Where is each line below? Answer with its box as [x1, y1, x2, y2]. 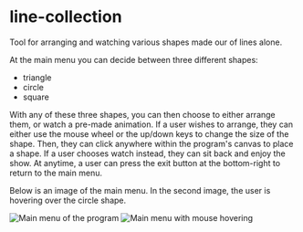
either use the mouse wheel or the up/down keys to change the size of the [9, 128, 289, 139]
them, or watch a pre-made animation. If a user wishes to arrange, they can [9, 119, 294, 130]
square [22, 91, 50, 102]
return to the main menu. [9, 167, 103, 178]
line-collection [9, 6, 122, 27]
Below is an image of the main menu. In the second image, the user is [9, 185, 271, 195]
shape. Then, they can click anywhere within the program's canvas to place [9, 138, 294, 149]
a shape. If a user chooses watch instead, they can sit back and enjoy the [9, 148, 286, 159]
